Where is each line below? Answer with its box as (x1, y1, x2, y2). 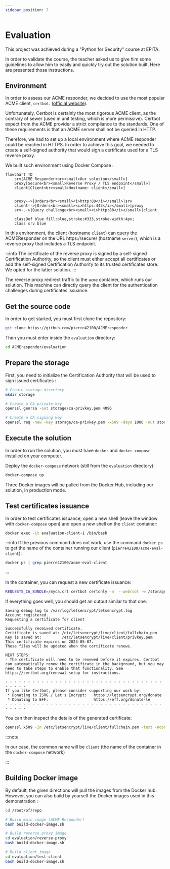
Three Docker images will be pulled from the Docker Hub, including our (5, 481, 154, 488)
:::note (5, 734, 19, 740)
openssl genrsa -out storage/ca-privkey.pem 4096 (5, 406, 112, 411)
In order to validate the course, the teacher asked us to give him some (5, 56, 151, 62)
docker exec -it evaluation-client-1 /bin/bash (5, 531, 108, 536)
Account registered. (5, 613, 49, 618)
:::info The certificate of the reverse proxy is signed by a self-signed (5, 251, 147, 257)
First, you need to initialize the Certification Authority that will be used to (5, 372, 156, 378)
